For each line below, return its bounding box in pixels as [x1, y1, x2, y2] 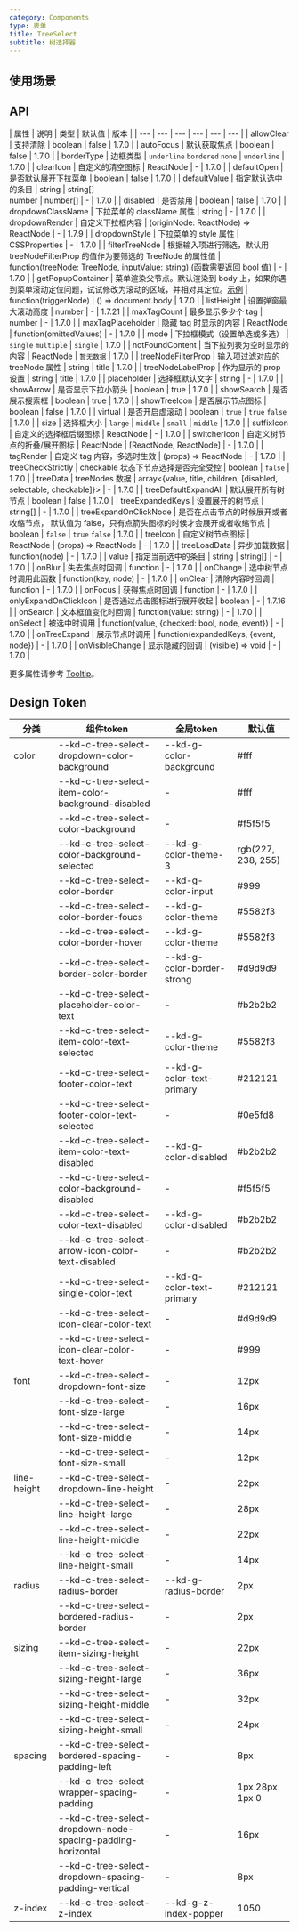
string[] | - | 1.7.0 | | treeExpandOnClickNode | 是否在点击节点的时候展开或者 [9, 506, 287, 517]
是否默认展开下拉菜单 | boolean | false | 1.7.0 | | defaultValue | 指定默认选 [9, 173, 275, 183]
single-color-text [58, 1287, 133, 1299]
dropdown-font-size [58, 1380, 147, 1393]
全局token [174, 723, 218, 735]
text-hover [58, 1354, 104, 1367]
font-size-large [58, 1406, 125, 1418]
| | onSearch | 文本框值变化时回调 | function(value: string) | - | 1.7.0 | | [9, 607, 263, 618]
